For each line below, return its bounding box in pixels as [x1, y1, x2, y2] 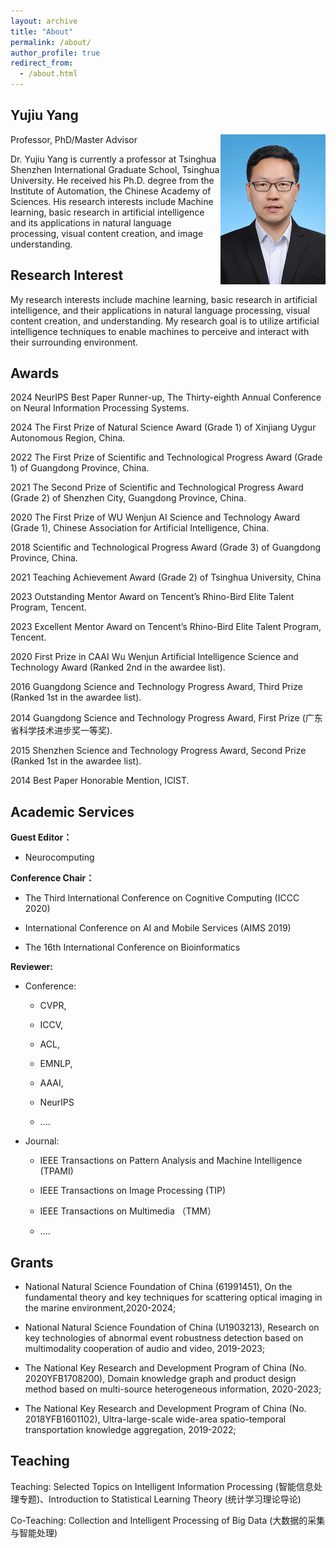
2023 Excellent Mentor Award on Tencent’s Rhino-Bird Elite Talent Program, [10, 621, 322, 633]
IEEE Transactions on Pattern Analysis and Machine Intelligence [39, 1155, 303, 1167]
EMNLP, [39, 1058, 73, 1070]
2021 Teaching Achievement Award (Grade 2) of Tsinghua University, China [10, 571, 322, 584]
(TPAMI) [39, 1165, 74, 1177]
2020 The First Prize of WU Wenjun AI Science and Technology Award [10, 511, 301, 524]
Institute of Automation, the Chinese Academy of [10, 185, 212, 197]
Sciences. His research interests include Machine [10, 195, 214, 207]
